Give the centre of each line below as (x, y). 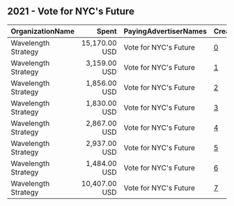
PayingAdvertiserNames (165, 31)
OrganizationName (43, 31)
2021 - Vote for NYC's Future (71, 12)
